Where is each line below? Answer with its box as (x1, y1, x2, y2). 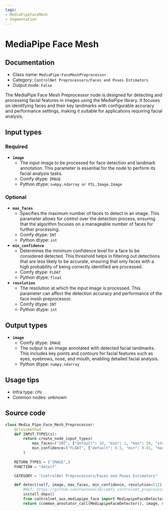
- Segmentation (5, 17, 37, 22)
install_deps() (23, 492, 55, 497)
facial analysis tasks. (19, 170, 63, 176)
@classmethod (14, 427, 41, 432)
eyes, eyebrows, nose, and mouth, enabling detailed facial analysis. (19, 356, 159, 362)
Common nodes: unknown (12, 394, 67, 400)
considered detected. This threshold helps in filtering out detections (19, 253, 160, 259)
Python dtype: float (19, 274, 62, 280)
